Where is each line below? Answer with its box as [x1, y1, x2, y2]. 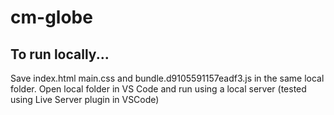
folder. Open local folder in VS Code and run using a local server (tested [10, 83, 307, 95]
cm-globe [10, 6, 93, 29]
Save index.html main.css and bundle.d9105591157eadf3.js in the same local [10, 72, 325, 84]
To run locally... [10, 46, 110, 63]
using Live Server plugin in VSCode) [10, 94, 160, 105]
